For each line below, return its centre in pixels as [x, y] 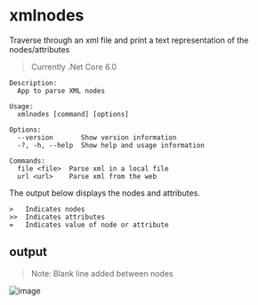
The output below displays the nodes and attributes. [105, 193]
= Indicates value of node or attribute [89, 225]
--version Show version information [97, 137]
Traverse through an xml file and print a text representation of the [129, 40]
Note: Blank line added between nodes [102, 273]
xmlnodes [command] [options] [73, 114]
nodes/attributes [40, 49]
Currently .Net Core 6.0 [74, 67]
